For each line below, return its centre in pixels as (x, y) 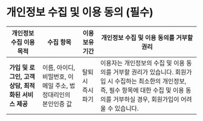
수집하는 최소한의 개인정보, (150, 81)
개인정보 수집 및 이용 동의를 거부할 (147, 38)
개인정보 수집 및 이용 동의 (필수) (80, 12)
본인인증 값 (57, 103)
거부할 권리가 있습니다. (143, 72)
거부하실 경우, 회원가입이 (146, 99)
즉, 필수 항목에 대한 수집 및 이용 (142, 90)
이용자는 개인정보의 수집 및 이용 (143, 63)
